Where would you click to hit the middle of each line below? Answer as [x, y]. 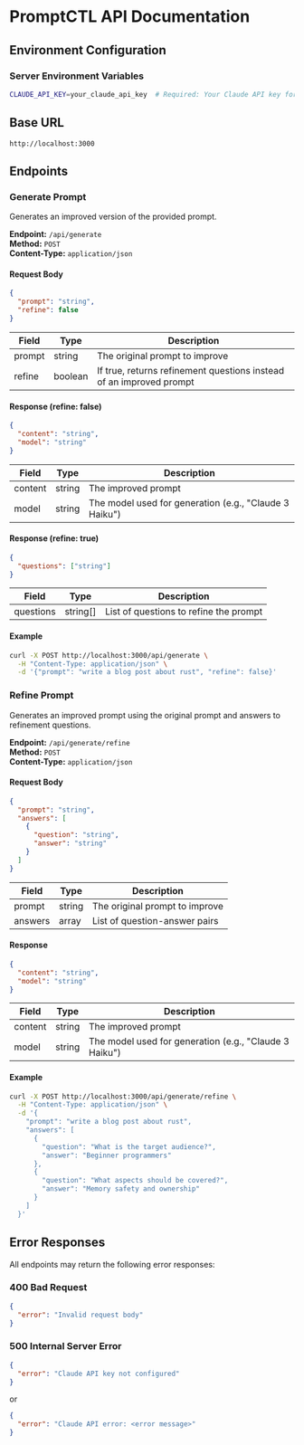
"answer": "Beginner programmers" [107, 1155]
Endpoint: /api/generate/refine [70, 742]
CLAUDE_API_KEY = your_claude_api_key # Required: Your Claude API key [145, 94]
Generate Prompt [48, 196]
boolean [71, 376]
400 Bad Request [48, 1288]
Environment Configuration [88, 50]
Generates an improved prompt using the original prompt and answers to [145, 715]
